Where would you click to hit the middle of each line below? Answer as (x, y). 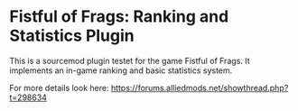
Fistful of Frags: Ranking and (119, 17)
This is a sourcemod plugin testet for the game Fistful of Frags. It (130, 60)
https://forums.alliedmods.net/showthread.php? (200, 88)
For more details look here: (59, 88)
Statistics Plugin (72, 36)
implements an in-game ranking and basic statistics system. (121, 70)
